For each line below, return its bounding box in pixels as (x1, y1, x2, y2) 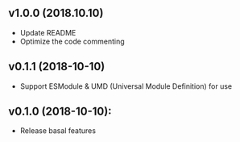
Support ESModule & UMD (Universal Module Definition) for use (19, 81, 233, 91)
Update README (19, 27, 77, 37)
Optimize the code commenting (19, 36, 125, 46)
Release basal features (19, 126, 97, 136)
